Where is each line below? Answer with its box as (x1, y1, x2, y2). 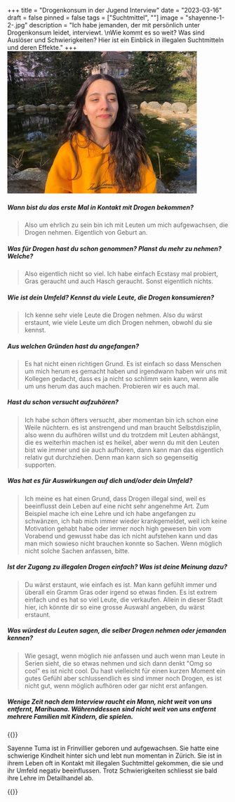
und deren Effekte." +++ (7, 44, 77, 51)
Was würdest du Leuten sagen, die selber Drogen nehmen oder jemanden (7, 626, 227, 635)
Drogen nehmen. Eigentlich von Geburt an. (24, 228, 148, 236)
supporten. (24, 460, 57, 469)
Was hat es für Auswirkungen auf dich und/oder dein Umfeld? (7, 477, 193, 485)
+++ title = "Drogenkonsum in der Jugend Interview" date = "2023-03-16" (7, 6, 222, 14)
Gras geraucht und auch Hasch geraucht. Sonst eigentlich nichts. (24, 277, 214, 285)
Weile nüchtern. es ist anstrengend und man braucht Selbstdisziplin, (24, 423, 222, 432)
